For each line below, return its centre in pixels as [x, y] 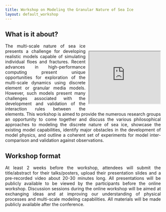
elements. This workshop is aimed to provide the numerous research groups [83, 114]
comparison [17, 141]
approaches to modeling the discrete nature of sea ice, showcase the [83, 125]
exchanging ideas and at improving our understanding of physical [83, 194]
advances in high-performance [45, 67]
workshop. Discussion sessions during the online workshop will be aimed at [83, 189]
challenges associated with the [45, 99]
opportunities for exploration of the [45, 77]
